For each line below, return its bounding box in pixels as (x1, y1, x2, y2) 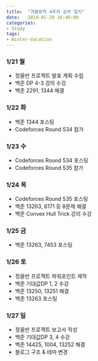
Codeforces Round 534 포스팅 (14, 157, 88, 164)
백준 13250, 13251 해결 (14, 287, 69, 295)
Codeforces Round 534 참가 (14, 126, 84, 133)
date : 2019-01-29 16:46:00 (6, 14, 79, 20)
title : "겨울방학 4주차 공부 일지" (6, 8, 85, 15)
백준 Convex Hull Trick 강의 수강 (14, 210, 92, 218)
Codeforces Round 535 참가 (14, 164, 84, 171)
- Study (6, 25, 26, 32)
